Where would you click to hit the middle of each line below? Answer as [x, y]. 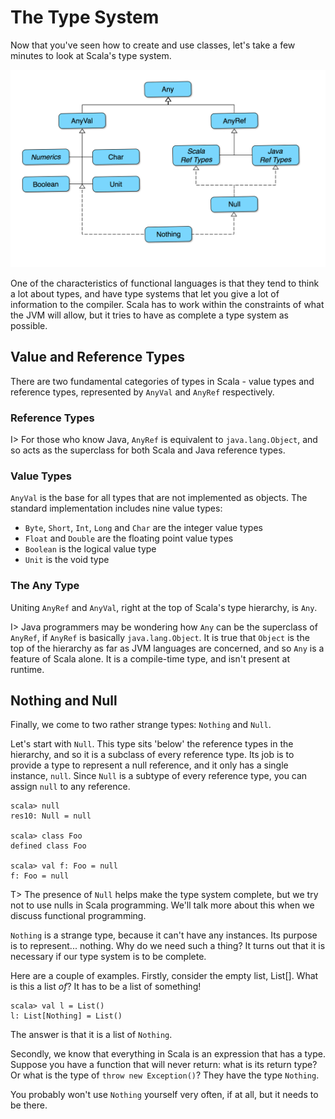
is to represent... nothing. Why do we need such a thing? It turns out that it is [168, 946]
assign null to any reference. [70, 787]
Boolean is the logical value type [90, 549]
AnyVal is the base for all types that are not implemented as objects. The [159, 498]
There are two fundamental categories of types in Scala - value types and [162, 381]
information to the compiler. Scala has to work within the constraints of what [167, 304]
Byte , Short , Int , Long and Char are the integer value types [143, 528]
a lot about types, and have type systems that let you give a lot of [145, 293]
